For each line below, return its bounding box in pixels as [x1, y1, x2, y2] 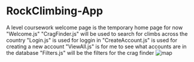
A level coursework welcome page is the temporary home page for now [6, 24, 183, 31]
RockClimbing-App [6, 4, 104, 18]
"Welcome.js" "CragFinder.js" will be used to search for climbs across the [6, 30, 188, 37]
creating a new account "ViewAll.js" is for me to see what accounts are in [6, 43, 187, 50]
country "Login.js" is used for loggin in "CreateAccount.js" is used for [6, 36, 178, 44]
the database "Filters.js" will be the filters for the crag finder [6, 49, 154, 56]
